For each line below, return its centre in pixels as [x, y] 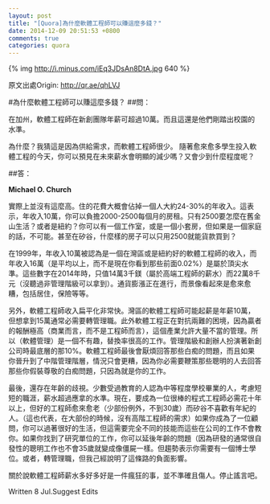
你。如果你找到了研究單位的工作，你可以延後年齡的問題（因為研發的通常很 [131, 438]
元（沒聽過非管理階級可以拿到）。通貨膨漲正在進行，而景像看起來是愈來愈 [130, 284]
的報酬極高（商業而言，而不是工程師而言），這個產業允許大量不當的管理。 [130, 331]
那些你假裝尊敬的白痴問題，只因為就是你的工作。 [89, 371]
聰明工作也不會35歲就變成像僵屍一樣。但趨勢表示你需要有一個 [132, 449]
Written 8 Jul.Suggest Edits [53, 492]
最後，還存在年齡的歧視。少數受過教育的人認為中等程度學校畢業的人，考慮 [131, 388]
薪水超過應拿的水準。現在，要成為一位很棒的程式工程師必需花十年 [152, 398]
